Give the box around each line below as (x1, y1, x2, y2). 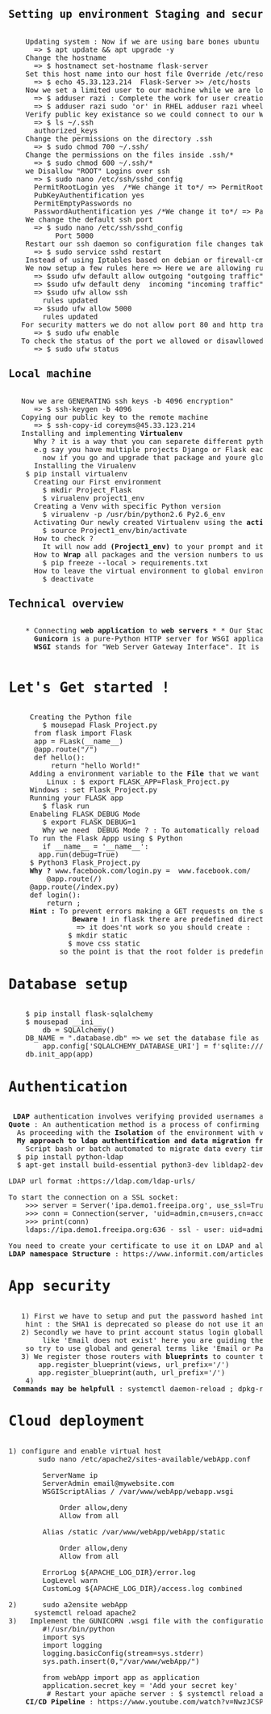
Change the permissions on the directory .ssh (25, 133, 213, 143)
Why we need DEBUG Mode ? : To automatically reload (42, 826, 260, 835)
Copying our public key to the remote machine (21, 413, 209, 421)
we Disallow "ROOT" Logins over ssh (25, 166, 171, 176)
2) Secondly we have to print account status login (21, 1328, 230, 1337)
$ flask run (42, 802, 90, 810)
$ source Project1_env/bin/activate (42, 526, 188, 535)
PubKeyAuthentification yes (33, 190, 145, 200)
